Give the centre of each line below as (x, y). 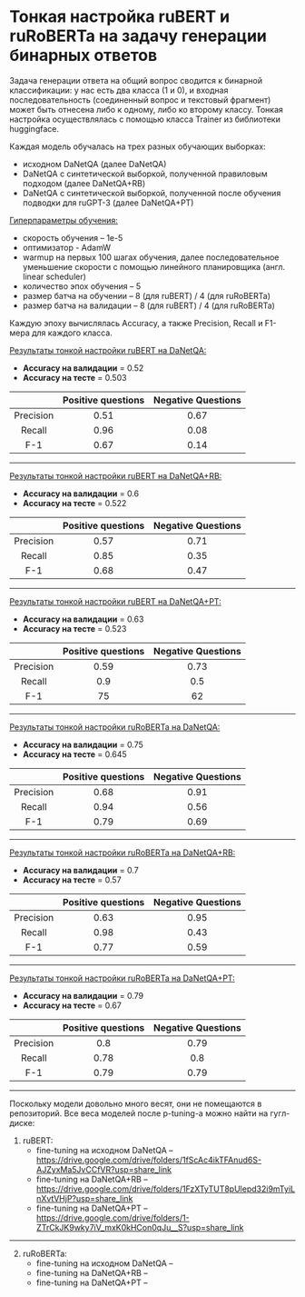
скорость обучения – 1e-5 (73, 237)
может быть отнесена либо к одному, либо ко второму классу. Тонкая (147, 109)
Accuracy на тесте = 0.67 (72, 1005)
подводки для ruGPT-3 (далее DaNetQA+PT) (108, 203)
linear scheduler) (54, 276)
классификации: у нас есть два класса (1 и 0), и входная (119, 90)
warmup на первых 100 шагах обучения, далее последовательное (151, 257)
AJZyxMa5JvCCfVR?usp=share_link (104, 1169)
